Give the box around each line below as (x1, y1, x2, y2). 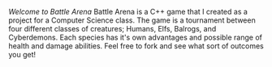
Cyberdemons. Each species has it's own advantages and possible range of (8, 32, 262, 42)
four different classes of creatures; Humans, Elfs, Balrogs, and (8, 24, 217, 33)
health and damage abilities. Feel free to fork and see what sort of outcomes (8, 41, 264, 51)
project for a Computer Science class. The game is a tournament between (8, 15, 256, 25)
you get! (8, 50, 37, 59)
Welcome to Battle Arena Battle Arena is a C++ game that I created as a (8, 7, 248, 16)
